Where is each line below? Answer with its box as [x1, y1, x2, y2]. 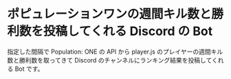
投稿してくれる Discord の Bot [43, 23, 213, 39]
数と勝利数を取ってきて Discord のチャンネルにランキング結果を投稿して [7, 56, 212, 64]
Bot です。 [14, 65, 44, 73]
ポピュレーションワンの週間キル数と [7, 6, 212, 22]
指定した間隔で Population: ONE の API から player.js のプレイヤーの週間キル [7, 47, 223, 56]
